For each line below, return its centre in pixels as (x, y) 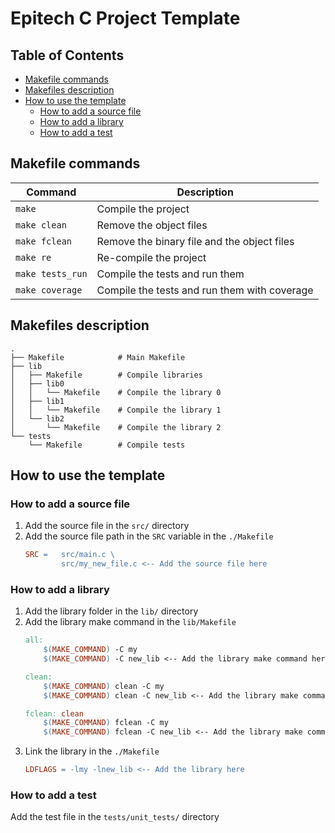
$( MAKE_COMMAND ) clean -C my (104, 686)
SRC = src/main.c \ (70, 555)
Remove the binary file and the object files (195, 241)
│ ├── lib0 (37, 383)
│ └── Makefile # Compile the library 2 (116, 427)
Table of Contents (67, 55)
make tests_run (51, 273)
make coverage (49, 290)
